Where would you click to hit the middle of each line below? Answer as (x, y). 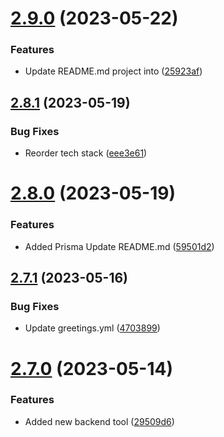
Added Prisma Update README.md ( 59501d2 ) (119, 246)
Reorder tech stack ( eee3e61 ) (86, 153)
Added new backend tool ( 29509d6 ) (99, 421)
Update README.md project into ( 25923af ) (113, 71)
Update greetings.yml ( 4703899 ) (92, 328)
